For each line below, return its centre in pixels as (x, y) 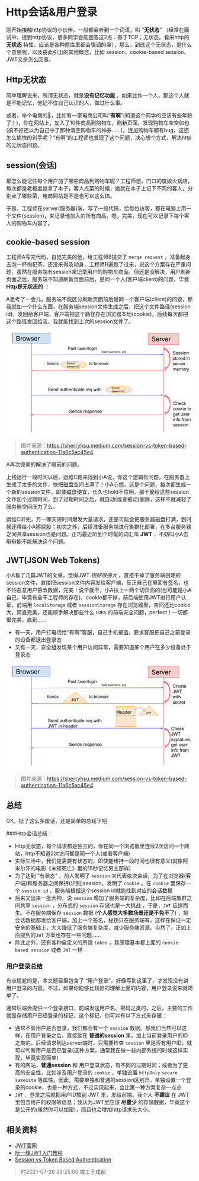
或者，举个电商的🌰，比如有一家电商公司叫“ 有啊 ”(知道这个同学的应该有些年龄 (99, 115)
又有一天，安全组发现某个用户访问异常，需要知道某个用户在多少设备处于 (103, 647)
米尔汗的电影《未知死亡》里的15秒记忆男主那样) (73, 868)
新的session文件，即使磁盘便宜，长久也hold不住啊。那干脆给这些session (100, 491)
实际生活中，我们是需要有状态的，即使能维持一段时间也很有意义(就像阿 (101, 861)
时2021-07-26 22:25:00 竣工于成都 (63, 1172)
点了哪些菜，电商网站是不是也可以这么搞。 (63, 196)
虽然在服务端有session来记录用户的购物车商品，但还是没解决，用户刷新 (104, 272)
